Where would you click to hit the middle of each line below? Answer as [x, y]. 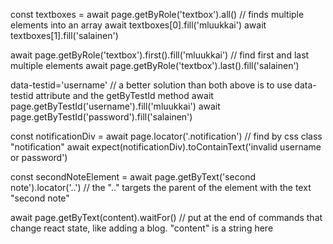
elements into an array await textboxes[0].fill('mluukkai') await [138, 25]
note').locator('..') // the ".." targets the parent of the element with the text [161, 187]
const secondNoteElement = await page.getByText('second [133, 177]
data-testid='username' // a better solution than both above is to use [151, 85]
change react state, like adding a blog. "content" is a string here [142, 228]
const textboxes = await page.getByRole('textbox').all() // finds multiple [157, 14]
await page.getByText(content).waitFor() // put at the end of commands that [166, 217]
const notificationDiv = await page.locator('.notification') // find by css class [166, 136]
